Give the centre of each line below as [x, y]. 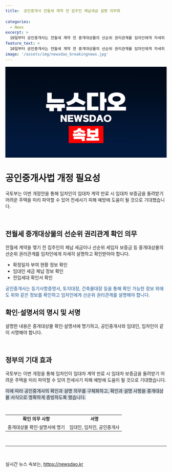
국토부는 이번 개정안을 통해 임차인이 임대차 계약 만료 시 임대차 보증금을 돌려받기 [84, 194]
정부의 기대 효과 [29, 360]
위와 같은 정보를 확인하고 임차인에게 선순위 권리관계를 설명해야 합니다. [80, 295]
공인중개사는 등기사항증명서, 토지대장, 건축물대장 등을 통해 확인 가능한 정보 [80, 288]
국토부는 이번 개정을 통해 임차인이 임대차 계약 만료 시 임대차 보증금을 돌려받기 [82, 373]
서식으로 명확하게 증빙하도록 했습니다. [48, 397]
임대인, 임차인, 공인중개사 [94, 427]
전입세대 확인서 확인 [33, 277]
